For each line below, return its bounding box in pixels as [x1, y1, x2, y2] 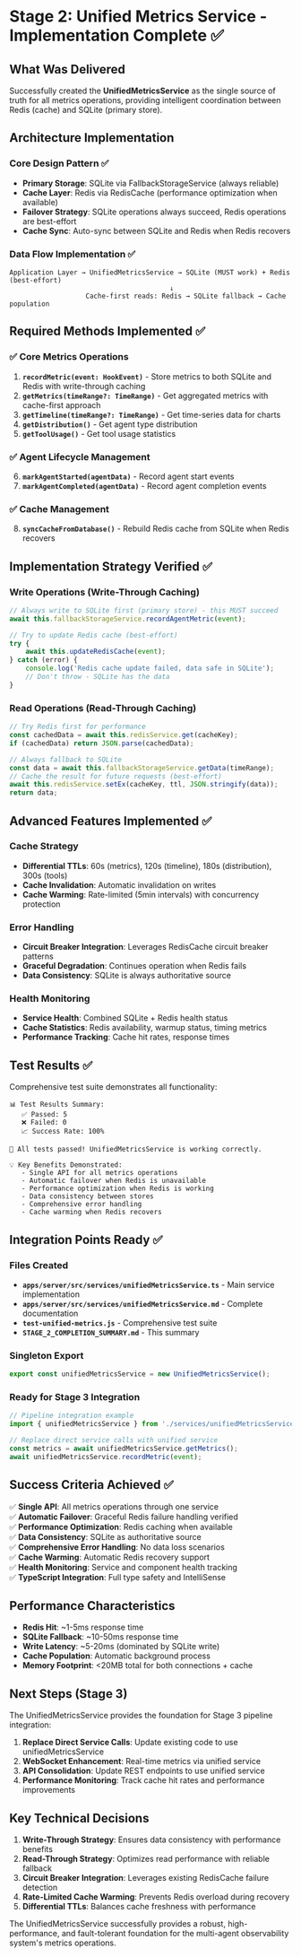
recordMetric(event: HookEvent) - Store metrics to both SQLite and [21, 370, 271, 382]
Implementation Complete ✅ [9, 25, 225, 46]
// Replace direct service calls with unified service [9, 1436, 219, 1445]
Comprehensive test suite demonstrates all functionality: [9, 1082, 218, 1092]
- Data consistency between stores [21, 1192, 154, 1201]
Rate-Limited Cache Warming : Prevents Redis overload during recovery [21, 1892, 289, 1902]
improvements [21, 1785, 76, 1796]
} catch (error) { [9, 656, 78, 665]
